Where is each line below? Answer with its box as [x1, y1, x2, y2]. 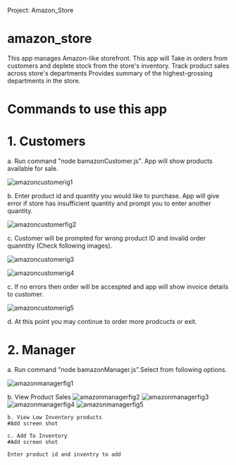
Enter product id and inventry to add [7, 451, 121, 458]
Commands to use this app [7, 102, 168, 117]
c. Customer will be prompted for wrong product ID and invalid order [7, 234, 206, 243]
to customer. [7, 290, 44, 298]
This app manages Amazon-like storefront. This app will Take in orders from [7, 54, 228, 62]
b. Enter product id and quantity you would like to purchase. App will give [7, 192, 220, 200]
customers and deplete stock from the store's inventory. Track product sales [7, 61, 230, 70]
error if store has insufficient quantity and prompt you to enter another [7, 199, 211, 207]
